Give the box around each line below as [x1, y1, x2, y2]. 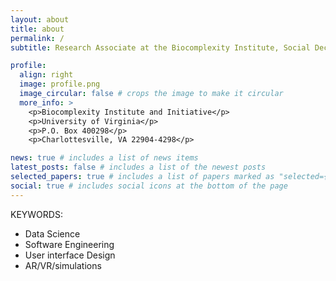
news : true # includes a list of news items [10, 153, 199, 163]
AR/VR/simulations [24, 259, 102, 271]
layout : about [10, 14, 70, 25]
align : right [19, 70, 74, 80]
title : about [10, 24, 65, 34]
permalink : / [10, 33, 65, 43]
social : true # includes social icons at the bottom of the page [10, 181, 288, 191]
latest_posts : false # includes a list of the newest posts [10, 162, 267, 173]
